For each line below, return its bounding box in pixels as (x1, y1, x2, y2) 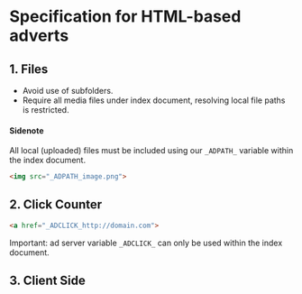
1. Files (9, 61, 49, 77)
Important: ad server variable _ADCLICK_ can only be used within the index (9, 237, 283, 248)
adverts (9, 25, 69, 46)
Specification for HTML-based (9, 6, 242, 27)
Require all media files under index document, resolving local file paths (22, 95, 286, 106)
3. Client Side (9, 273, 86, 289)
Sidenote (9, 124, 44, 136)
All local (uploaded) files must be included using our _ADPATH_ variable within (9, 145, 294, 156)
